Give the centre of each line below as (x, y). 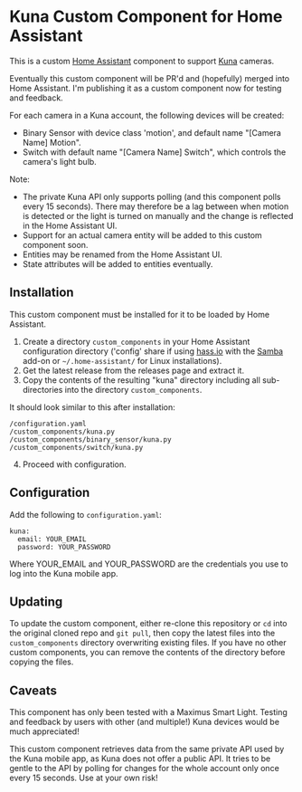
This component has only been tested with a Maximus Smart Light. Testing (148, 712)
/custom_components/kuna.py (62, 432)
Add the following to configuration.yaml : (86, 514)
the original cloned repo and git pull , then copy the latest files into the (142, 633)
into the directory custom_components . (133, 389)
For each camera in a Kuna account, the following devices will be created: (147, 115)
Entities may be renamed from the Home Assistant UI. (123, 254)
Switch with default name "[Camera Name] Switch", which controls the (154, 152)
